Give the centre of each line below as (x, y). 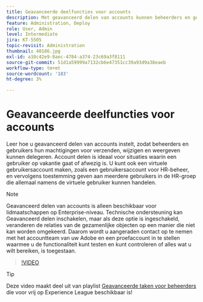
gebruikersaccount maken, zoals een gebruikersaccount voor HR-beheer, (98, 170)
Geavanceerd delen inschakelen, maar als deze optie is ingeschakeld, (93, 219)
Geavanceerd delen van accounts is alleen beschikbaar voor (82, 206)
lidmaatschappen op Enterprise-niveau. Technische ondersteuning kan (95, 213)
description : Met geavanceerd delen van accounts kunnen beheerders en (98, 18)
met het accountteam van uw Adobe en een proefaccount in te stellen (93, 238)
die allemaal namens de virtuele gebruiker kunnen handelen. (82, 182)
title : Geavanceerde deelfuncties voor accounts (69, 12)
